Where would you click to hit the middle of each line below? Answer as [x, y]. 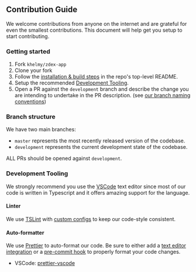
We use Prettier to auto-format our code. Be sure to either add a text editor [96, 246]
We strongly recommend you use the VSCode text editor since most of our [96, 186]
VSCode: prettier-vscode [44, 263]
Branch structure [31, 117]
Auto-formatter [25, 232]
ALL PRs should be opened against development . [64, 158]
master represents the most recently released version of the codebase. [100, 141]
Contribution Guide [42, 10]
